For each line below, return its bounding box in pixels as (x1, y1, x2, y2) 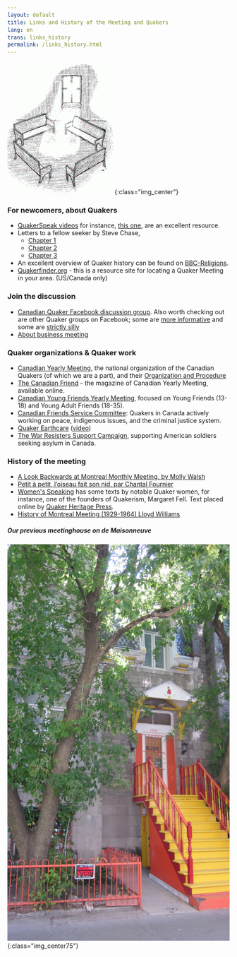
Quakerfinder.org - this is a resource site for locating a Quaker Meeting (17, 266, 224, 275)
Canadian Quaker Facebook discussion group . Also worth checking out (17, 307, 225, 316)
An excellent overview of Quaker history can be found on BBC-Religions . (17, 258, 229, 268)
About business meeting (17, 330, 89, 338)
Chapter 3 (28, 251, 58, 260)
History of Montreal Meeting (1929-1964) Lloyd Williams (17, 510, 181, 518)
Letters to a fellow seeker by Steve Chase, (17, 229, 141, 237)
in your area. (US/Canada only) (17, 274, 108, 283)
